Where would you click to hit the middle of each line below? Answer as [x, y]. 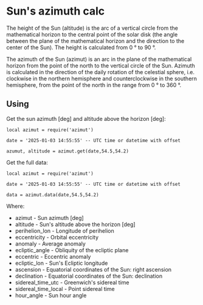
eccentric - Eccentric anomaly [53, 256]
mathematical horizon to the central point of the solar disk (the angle [92, 34]
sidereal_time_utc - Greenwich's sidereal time [72, 282]
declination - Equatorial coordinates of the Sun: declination [89, 276]
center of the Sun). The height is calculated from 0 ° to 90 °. [81, 47]
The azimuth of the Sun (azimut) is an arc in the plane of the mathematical [99, 59]
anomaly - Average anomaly [50, 244]
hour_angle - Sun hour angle [51, 295]
